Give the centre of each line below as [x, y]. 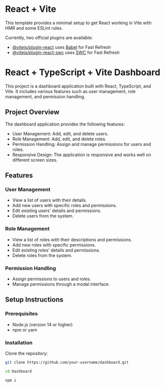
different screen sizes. [35, 160]
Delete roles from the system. [42, 255]
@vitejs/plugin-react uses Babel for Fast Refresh [62, 47]
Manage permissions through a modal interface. [61, 284]
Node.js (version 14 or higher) [42, 324]
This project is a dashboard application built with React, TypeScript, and [78, 86]
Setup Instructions [34, 300]
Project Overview [32, 112]
